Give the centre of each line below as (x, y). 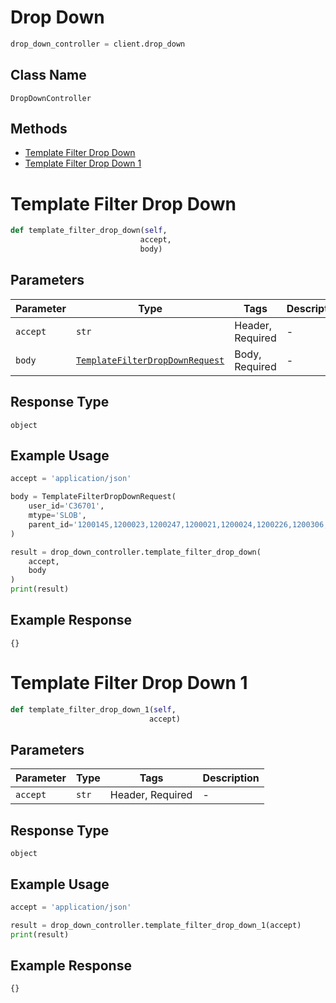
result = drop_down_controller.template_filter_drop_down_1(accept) (156, 925)
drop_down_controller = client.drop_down (98, 44)
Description (231, 778)
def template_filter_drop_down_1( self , (93, 709)
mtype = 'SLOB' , (57, 516)
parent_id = (51, 524)
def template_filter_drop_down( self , (89, 231)
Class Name (48, 75)
